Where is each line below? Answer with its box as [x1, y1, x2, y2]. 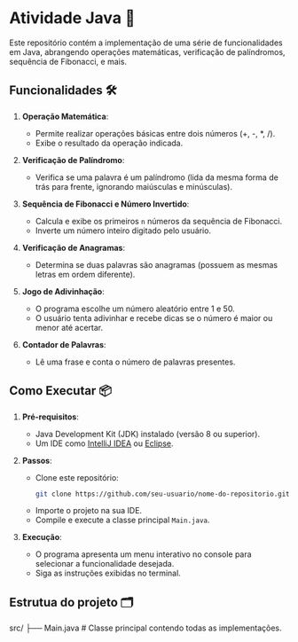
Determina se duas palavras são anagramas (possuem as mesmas [35, 259, 278, 270]
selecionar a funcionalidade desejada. [35, 559, 175, 569]
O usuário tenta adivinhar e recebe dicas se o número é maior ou [35, 312, 273, 323]
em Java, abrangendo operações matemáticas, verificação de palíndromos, [9, 46, 286, 57]
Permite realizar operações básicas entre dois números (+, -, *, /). [35, 128, 276, 138]
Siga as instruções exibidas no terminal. [35, 568, 182, 579]
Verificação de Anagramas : [21, 242, 126, 253]
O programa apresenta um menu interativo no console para [35, 549, 252, 560]
